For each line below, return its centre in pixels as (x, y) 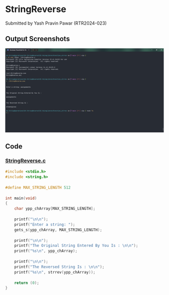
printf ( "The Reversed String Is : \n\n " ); (59, 267)
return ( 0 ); (27, 283)
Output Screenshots (38, 39)
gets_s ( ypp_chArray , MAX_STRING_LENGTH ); (58, 230)
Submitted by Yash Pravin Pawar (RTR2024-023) (56, 23)
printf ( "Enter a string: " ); (45, 224)
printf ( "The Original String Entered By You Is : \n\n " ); (76, 246)
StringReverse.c (26, 161)
